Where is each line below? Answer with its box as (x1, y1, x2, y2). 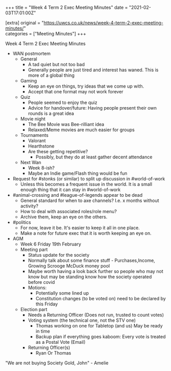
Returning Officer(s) (28, 344, 71, 351)
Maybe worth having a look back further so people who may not (28, 269, 164, 274)
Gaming (20, 78, 37, 84)
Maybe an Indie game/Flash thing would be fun (28, 170, 127, 176)
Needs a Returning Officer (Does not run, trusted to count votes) (28, 312, 164, 318)
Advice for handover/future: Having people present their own (28, 105, 157, 111)
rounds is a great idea (28, 110, 74, 116)
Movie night (20, 116, 46, 122)
